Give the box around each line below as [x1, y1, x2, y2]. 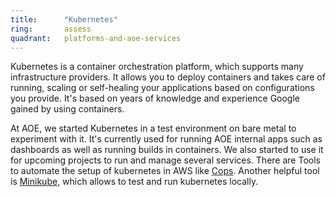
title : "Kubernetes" [10, 14, 118, 25]
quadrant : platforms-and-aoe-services [10, 33, 182, 43]
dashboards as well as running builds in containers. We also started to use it [10, 144, 324, 156]
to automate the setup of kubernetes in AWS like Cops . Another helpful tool [10, 165, 320, 177]
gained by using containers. [10, 103, 125, 115]
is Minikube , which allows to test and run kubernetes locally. [10, 176, 259, 188]
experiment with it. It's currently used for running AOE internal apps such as [10, 133, 323, 145]
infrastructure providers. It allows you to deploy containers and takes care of [10, 71, 326, 83]
